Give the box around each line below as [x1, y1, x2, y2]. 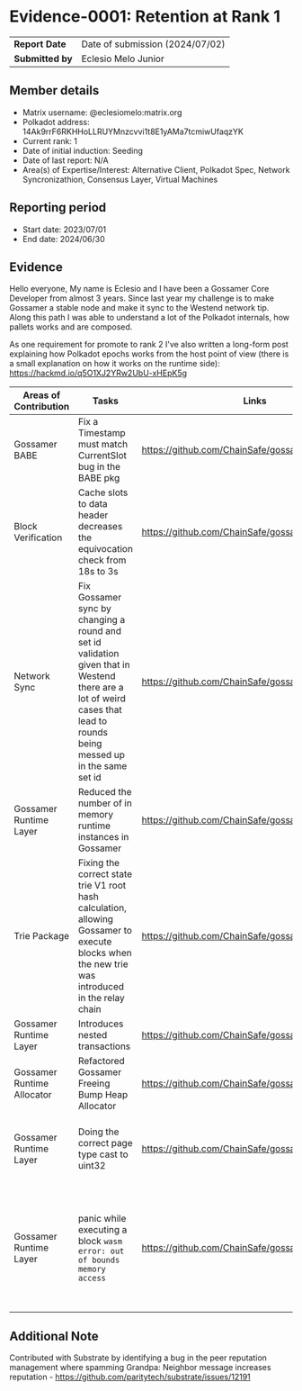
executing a [77, 1224, 128, 1236]
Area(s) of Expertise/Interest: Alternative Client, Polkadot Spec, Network [22, 164, 290, 175]
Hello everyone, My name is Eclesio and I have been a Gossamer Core [9, 284, 270, 294]
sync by [77, 602, 112, 615]
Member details [9, 83, 100, 98]
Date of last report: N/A [22, 155, 110, 166]
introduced [77, 980, 124, 993]
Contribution [13, 401, 70, 413]
